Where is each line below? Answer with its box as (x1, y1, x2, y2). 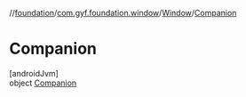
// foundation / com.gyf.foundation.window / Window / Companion (9, 8, 237, 18)
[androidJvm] (9, 68, 60, 78)
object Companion (9, 77, 77, 88)
